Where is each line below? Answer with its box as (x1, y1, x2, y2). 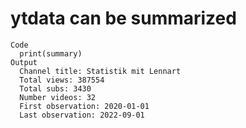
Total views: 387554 (19, 75, 105, 85)
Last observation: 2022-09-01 (19, 110, 145, 120)
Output (10, 57, 38, 67)
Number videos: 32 (19, 92, 97, 102)
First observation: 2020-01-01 (19, 101, 150, 111)
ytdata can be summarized (10, 7, 237, 30)
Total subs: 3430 (19, 83, 92, 94)
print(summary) (19, 48, 83, 59)
